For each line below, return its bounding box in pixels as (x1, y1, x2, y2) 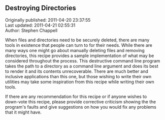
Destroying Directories (5, 4, 76, 12)
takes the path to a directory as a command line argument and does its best (5, 63, 159, 69)
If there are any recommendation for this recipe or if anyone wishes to (5, 93, 147, 99)
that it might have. (5, 109, 42, 115)
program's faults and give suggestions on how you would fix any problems (5, 104, 157, 110)
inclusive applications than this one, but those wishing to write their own (5, 73, 152, 79)
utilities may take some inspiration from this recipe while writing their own (5, 79, 154, 85)
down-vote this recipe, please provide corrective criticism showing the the (5, 98, 156, 105)
